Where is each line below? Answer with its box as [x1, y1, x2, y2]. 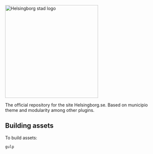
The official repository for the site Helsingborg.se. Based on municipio [5, 102, 148, 108]
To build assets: [5, 135, 38, 141]
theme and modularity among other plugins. [5, 107, 95, 113]
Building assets [5, 121, 54, 130]
